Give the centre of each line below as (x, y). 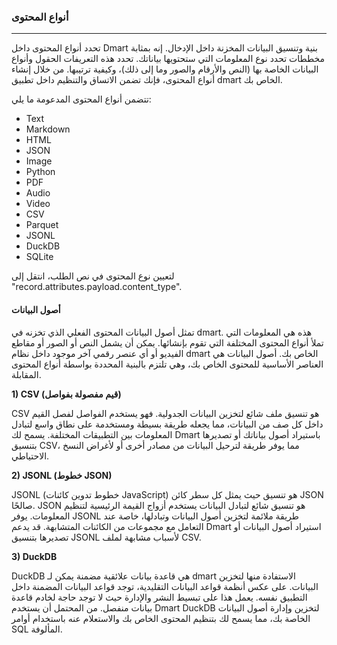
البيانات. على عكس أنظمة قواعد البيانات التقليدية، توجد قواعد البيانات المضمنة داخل (165, 586)
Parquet (42, 225)
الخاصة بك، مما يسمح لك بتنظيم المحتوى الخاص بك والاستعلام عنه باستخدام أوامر (161, 618)
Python (40, 172)
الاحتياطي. (30, 456)
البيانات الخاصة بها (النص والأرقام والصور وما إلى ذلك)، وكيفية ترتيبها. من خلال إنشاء (165, 69)
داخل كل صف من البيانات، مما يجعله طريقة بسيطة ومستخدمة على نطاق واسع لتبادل (167, 424)
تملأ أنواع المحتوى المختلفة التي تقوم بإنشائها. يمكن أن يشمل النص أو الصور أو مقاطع (167, 342)
